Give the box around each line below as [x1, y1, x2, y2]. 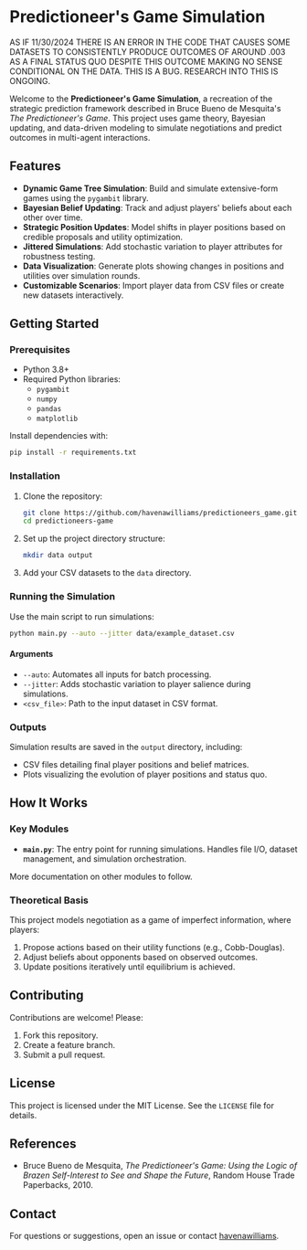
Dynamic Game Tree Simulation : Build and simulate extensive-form [22, 183, 279, 194]
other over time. [22, 212, 83, 223]
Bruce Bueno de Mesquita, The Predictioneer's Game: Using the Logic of [22, 1160, 298, 1171]
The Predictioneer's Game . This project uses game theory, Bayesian [9, 112, 266, 123]
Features [9, 158, 61, 175]
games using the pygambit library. [22, 192, 149, 203]
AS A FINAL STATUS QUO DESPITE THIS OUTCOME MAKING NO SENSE [9, 56, 283, 67]
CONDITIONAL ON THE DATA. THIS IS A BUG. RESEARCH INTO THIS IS [9, 66, 279, 77]
